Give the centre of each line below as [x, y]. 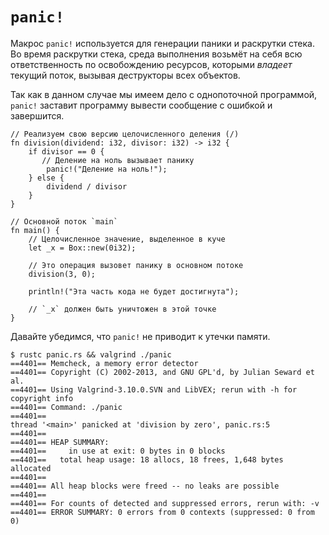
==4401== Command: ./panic [66, 407]
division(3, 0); [62, 274]
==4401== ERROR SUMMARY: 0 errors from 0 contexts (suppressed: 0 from [162, 512]
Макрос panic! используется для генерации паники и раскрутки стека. [162, 43]
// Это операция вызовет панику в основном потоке [136, 265]
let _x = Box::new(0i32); [82, 248]
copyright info [42, 398]
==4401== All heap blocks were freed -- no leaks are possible [145, 486]
